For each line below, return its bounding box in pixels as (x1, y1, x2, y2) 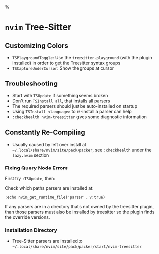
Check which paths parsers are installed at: (5, 185, 94, 191)
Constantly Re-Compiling (5, 128, 85, 137)
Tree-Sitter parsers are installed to (12, 238, 83, 244)
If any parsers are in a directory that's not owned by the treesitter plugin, (5, 203, 154, 209)
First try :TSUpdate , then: (5, 175, 56, 181)
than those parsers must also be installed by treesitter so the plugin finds (5, 209, 155, 215)
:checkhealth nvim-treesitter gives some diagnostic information (12, 114, 147, 120)
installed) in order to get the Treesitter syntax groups (12, 60, 121, 66)
